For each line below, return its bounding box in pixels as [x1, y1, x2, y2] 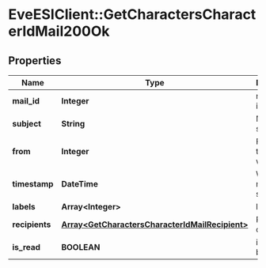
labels [12, 202, 36, 212]
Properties [8, 54, 62, 67]
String [61, 119, 85, 129]
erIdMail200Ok [8, 22, 110, 40]
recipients [12, 219, 51, 230]
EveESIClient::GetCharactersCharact [8, 6, 256, 24]
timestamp [12, 179, 54, 189]
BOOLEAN [61, 242, 101, 252]
